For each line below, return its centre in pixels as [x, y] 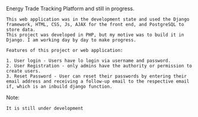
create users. [24, 71]
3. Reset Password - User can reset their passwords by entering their [96, 76]
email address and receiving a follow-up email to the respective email [98, 82]
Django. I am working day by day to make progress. [71, 40]
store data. [21, 30]
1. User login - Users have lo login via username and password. [88, 61]
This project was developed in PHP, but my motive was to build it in [95, 35]
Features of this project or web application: [65, 50]
